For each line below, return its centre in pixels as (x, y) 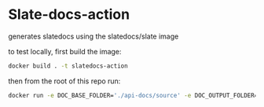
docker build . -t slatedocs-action (68, 66)
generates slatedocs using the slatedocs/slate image (93, 36)
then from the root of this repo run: (64, 81)
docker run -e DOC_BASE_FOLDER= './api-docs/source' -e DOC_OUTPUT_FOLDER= (133, 95)
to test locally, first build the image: (65, 51)
